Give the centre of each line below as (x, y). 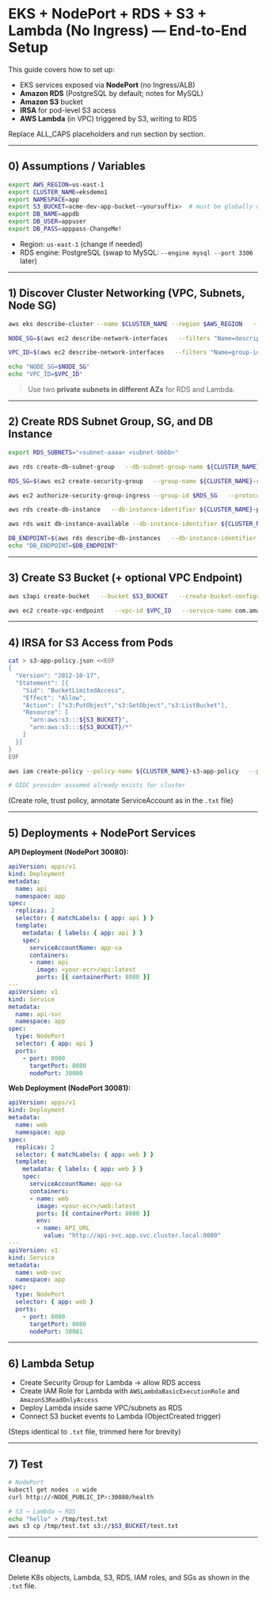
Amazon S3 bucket (51, 102)
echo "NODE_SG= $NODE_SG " (49, 367)
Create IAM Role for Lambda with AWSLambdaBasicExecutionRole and (129, 1391)
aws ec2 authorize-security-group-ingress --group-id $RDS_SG (113, 495)
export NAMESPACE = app (44, 199)
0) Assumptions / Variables (77, 166)
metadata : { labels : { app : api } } (83, 933)
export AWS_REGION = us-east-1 (56, 184)
